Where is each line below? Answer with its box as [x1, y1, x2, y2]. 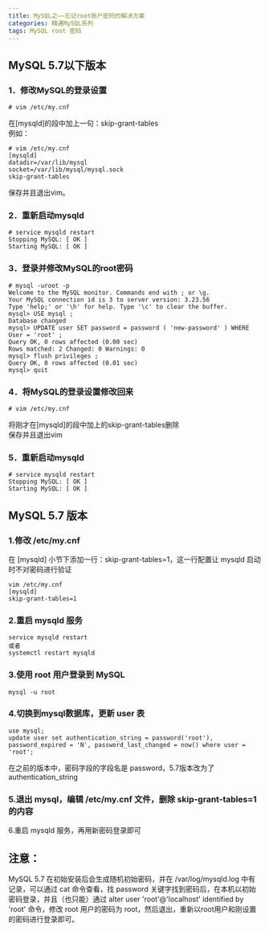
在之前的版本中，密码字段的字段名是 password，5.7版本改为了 [8, 763, 215, 773]
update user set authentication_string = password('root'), [8, 733, 214, 742]
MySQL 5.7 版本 [8, 508, 88, 523]
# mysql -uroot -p [8, 281, 70, 289]
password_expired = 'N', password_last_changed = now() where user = [8, 740, 247, 748]
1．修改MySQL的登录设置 [8, 84, 107, 96]
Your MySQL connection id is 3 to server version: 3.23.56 [8, 295, 210, 304]
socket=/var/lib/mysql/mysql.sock [8, 166, 124, 174]
